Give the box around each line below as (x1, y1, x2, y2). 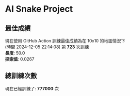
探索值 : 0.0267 (5, 56, 35, 62)
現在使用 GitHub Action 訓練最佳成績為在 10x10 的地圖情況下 (5, 38, 126, 43)
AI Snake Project (5, 3, 73, 15)
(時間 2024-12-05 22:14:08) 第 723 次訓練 (5, 44, 89, 50)
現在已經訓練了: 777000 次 (5, 85, 59, 91)
